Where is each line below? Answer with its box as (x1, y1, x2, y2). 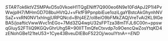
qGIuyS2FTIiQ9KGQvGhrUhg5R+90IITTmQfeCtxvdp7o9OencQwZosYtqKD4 (5, 25, 162, 31)
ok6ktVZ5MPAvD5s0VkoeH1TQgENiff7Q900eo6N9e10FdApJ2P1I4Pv (19, 4, 162, 10)
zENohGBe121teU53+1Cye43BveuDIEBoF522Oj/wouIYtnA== (5, 31, 131, 36)
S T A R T (5, 4, 20, 10)
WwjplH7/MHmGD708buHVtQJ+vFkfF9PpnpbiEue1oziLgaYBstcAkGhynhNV (5, 9, 163, 15)
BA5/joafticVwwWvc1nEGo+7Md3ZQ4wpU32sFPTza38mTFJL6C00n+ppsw (5, 20, 162, 26)
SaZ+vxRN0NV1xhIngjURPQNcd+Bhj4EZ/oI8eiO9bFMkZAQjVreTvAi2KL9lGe (5, 15, 163, 20)
